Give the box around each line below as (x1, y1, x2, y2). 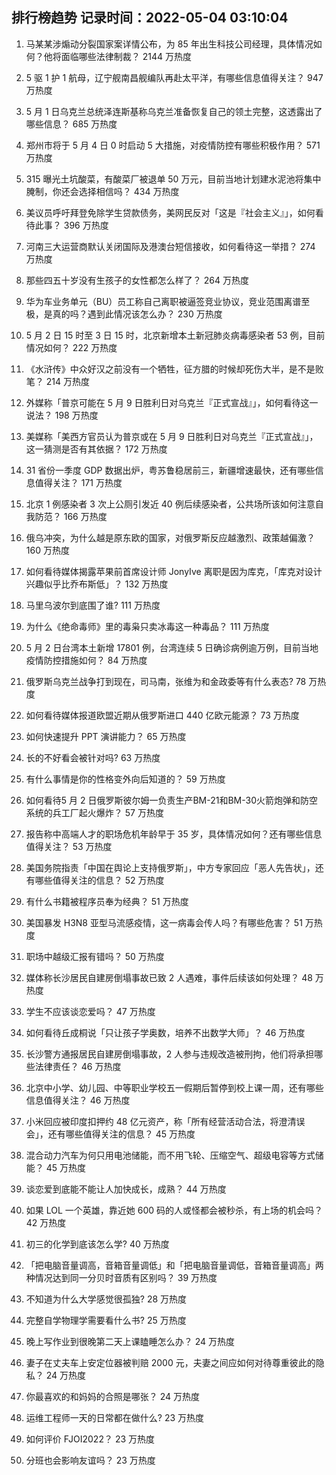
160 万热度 (25, 544, 70, 556)
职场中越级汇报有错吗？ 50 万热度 (25, 950, 165, 962)
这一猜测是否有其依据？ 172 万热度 (25, 443, 168, 455)
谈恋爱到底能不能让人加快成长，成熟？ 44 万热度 (25, 1183, 227, 1195)
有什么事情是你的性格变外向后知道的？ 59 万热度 (25, 773, 226, 785)
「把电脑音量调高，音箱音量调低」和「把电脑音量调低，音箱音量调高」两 (25, 1259, 324, 1271)
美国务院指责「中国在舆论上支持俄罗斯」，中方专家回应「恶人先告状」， (25, 861, 316, 873)
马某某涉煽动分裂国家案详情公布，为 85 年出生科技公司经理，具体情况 (25, 38, 314, 50)
